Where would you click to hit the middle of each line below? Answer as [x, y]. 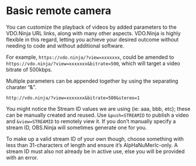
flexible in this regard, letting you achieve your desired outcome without [92, 39]
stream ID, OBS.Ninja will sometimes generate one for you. [77, 127]
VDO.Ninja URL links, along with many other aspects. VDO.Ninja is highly [94, 33]
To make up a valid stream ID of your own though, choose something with [95, 138]
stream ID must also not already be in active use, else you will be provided [96, 151]
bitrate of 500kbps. [29, 69]
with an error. [22, 157]
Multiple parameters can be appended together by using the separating [92, 81]
